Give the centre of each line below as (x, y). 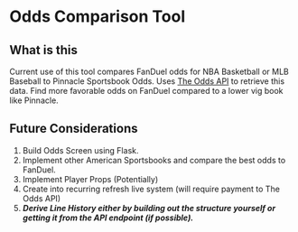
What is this (44, 50)
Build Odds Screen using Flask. (80, 150)
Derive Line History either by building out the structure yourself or (149, 208)
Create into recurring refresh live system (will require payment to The (151, 189)
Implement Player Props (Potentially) (90, 179)
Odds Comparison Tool (98, 17)
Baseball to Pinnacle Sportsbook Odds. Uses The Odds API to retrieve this (147, 81)
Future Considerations (74, 129)
